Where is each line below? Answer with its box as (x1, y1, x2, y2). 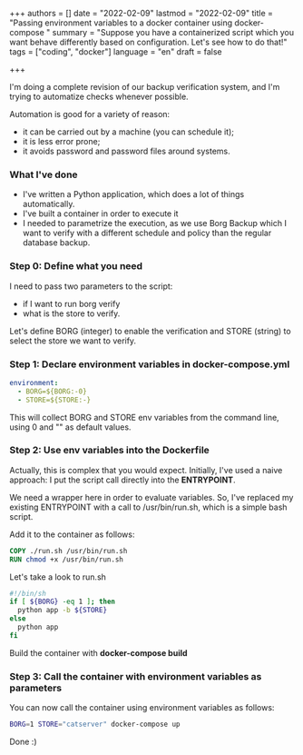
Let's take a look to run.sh (9, 571, 107, 582)
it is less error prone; (22, 136, 101, 146)
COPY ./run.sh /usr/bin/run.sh (9, 546, 128, 555)
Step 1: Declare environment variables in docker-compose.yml (9, 358, 290, 371)
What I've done (9, 168, 79, 181)
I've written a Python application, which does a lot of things (22, 189, 245, 200)
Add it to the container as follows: (9, 529, 135, 540)
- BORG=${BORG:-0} (17, 386, 88, 396)
